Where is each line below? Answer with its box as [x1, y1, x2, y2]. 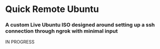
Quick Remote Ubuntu [5, 3, 99, 15]
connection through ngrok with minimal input [5, 27, 118, 34]
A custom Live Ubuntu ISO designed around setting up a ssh [5, 21, 155, 28]
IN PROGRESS [5, 39, 35, 45]
